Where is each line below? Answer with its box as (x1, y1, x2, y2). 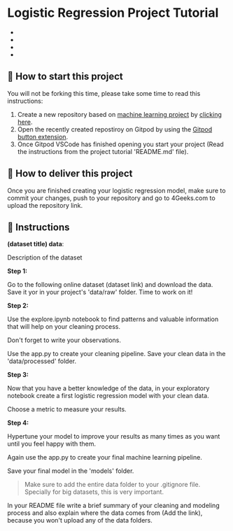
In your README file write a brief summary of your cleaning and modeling (7, 502, 220, 510)
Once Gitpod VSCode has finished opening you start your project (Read (17, 140, 224, 148)
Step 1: (7, 267, 28, 276)
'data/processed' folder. (7, 357, 77, 365)
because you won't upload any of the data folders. (7, 516, 153, 525)
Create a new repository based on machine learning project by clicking (17, 110, 223, 118)
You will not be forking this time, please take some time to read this (7, 89, 201, 97)
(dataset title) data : (7, 240, 64, 248)
